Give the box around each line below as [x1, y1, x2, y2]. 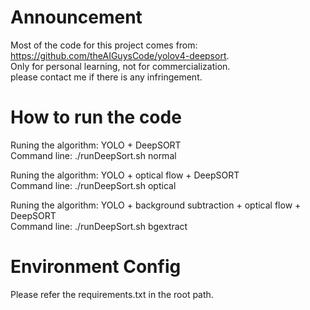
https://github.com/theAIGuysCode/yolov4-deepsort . [10, 49, 230, 61]
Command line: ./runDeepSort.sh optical [10, 179, 177, 191]
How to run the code [10, 106, 182, 129]
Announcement [10, 6, 143, 29]
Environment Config [10, 256, 182, 278]
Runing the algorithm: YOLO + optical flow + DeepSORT [10, 169, 240, 181]
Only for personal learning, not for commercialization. [10, 60, 231, 72]
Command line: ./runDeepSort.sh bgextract [10, 220, 188, 232]
